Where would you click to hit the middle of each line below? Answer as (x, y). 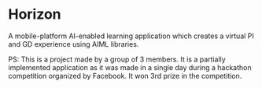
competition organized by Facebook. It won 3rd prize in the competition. (125, 76)
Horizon (35, 14)
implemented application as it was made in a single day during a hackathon (130, 67)
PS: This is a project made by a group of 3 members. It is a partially (117, 59)
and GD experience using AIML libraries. (74, 44)
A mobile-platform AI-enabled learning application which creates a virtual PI (131, 36)
